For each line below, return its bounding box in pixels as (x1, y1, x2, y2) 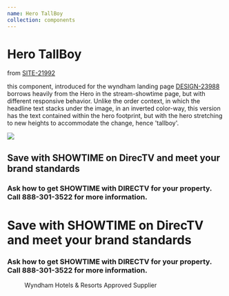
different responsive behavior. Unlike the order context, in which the (7, 97, 201, 106)
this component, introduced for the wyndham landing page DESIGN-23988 (7, 82, 220, 90)
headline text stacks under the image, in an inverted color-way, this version (7, 104, 221, 112)
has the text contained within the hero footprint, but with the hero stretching (7, 112, 223, 120)
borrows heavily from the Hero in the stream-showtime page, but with (7, 90, 206, 98)
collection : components (7, 17, 76, 23)
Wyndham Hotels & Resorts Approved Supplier (24, 281, 157, 290)
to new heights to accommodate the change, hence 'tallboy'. (7, 119, 179, 128)
